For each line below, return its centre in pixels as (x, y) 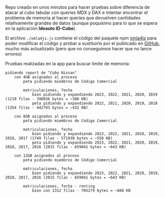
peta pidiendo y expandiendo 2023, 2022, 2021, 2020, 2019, (96, 143)
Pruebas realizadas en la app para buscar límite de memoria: (67, 64)
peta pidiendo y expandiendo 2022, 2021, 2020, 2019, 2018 (94, 103)
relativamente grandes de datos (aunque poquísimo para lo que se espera (81, 23)
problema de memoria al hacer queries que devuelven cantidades (73, 18)
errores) (13, 54)
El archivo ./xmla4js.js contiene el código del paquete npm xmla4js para (81, 38)
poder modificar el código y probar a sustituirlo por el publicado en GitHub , (82, 43)
